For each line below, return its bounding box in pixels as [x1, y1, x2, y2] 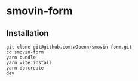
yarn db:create [6, 65, 44, 71]
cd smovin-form [6, 49, 44, 55]
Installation [6, 28, 49, 38]
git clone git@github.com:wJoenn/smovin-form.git [6, 44, 133, 50]
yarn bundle [6, 55, 36, 61]
